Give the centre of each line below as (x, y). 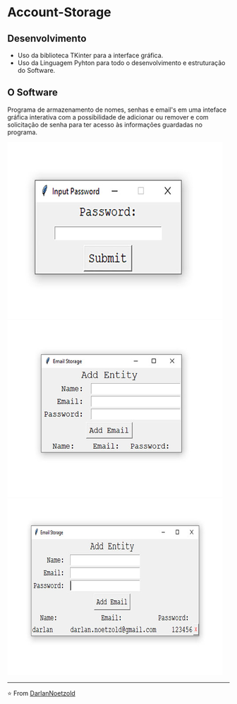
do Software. (36, 70)
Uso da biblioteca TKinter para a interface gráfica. (90, 55)
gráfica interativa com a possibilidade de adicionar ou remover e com (108, 117)
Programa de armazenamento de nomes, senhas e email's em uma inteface (117, 110)
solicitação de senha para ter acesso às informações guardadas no (105, 124)
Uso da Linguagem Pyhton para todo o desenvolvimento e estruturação (121, 63)
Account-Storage (59, 12)
